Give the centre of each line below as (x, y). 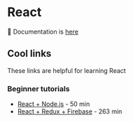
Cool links (29, 54)
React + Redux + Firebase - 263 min (70, 111)
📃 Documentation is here (43, 32)
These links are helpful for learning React (66, 70)
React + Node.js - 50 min (54, 104)
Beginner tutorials (38, 88)
